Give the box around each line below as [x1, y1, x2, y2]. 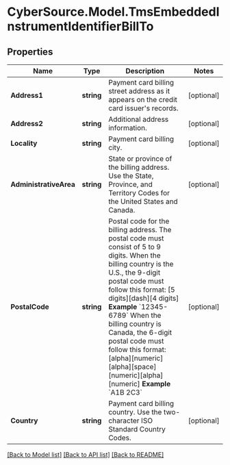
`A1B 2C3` [108, 388, 142, 397]
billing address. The [108, 225, 172, 234]
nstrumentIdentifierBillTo [7, 18, 154, 34]
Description [125, 66, 165, 75]
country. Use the [108, 407, 162, 416]
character [108, 416, 140, 425]
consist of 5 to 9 [108, 242, 161, 251]
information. [108, 123, 147, 132]
